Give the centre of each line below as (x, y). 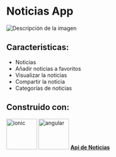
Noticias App (40, 11)
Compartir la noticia (40, 81)
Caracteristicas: (38, 47)
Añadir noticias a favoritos (48, 68)
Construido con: (38, 107)
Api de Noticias (90, 147)
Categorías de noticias (43, 88)
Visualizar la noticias (41, 75)
